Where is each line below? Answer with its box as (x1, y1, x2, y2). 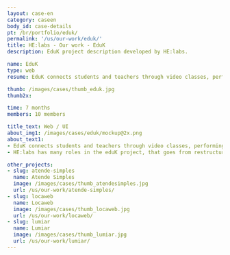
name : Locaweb (13, 199, 53, 206)
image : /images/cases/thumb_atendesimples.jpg (13, 180, 149, 187)
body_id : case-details (7, 23, 72, 29)
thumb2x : (7, 92, 32, 99)
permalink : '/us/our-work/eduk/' (7, 36, 103, 42)
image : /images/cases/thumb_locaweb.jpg (13, 206, 130, 212)
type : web (7, 66, 36, 74)
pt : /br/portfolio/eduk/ (7, 29, 78, 36)
